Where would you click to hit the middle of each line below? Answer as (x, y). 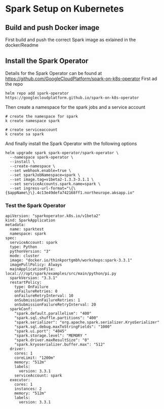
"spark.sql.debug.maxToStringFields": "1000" (63, 327)
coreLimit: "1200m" (35, 358)
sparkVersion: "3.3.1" (34, 278)
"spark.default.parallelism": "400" (53, 314)
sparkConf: (21, 309)
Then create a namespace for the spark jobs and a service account (75, 107)
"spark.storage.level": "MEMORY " (51, 336)
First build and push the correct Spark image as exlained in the (71, 40)
